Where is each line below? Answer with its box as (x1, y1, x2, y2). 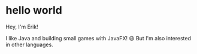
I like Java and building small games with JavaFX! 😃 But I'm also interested (5, 34, 192, 42)
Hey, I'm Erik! (5, 23, 38, 30)
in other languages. (5, 41, 53, 48)
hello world (5, 4, 62, 17)
